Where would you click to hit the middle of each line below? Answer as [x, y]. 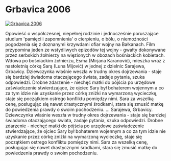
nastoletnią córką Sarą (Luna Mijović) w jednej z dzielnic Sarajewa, [75, 66]
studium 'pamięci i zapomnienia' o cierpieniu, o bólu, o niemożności [77, 39]
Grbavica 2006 [38, 9]
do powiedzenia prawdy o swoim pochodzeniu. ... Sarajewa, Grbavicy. [79, 109]
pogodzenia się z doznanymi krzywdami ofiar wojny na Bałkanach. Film [80, 44]
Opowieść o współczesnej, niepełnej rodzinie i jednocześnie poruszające [82, 33]
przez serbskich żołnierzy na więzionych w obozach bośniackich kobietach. [85, 55]
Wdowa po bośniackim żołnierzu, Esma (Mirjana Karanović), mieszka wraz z [85, 60]
